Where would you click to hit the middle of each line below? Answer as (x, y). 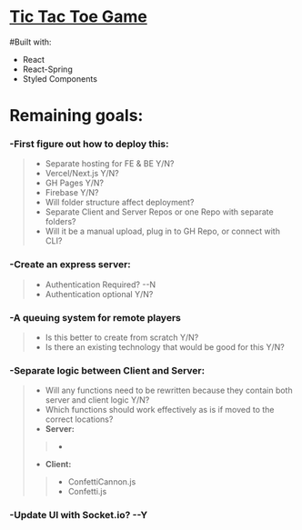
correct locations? (79, 419)
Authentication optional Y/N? (99, 294)
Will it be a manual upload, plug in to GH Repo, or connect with (162, 231)
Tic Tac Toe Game (78, 17)
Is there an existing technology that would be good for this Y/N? (165, 347)
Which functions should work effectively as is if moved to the (160, 410)
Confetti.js (87, 492)
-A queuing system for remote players (96, 317)
